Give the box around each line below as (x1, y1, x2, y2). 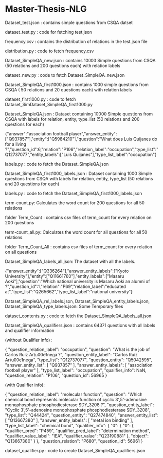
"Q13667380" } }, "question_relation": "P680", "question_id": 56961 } (5, 438, 143, 444)
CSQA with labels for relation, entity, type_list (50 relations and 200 (5, 116, 140, 122)
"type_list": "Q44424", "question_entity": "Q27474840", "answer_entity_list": (5, 412, 159, 418)
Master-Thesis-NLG (5, 3, 87, 15)
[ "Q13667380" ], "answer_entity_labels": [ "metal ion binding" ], (5, 417, 134, 423)
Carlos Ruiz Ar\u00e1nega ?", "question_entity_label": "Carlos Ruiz (5, 351, 138, 357)
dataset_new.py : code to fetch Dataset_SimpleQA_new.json (5, 72, 125, 78)
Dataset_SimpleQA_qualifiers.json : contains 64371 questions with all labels (5, 322, 156, 328)
